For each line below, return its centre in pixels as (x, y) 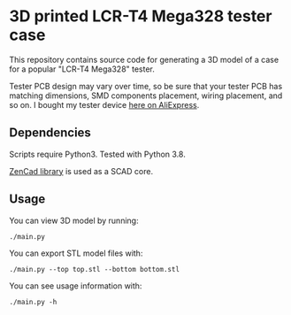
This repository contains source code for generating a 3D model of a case (144, 59)
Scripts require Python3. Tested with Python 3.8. (97, 154)
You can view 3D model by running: (74, 220)
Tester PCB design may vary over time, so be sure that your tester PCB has (146, 86)
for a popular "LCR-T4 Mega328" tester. (82, 69)
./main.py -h (33, 302)
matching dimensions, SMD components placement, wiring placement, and (146, 96)
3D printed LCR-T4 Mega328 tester (141, 16)
